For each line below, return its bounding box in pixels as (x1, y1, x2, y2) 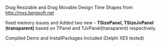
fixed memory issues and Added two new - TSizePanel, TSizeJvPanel (5, 20, 154, 26)
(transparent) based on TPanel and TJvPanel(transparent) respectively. (5, 25, 157, 31)
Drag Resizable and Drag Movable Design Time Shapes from (5, 5, 133, 10)
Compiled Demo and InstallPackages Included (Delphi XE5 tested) (5, 35, 144, 41)
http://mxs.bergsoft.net (5, 10, 54, 16)
